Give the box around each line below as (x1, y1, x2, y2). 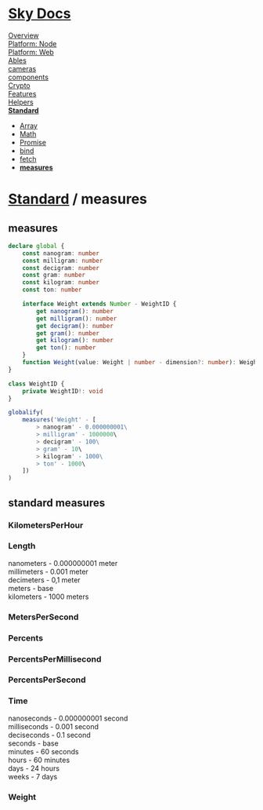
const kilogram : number (22, 279, 100, 286)
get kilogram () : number (36, 337, 113, 345)
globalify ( (8, 409, 44, 417)
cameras (8, 64, 37, 73)
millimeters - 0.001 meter (8, 567, 88, 576)
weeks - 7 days (8, 772, 58, 781)
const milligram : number (22, 257, 103, 265)
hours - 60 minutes (8, 755, 70, 764)
